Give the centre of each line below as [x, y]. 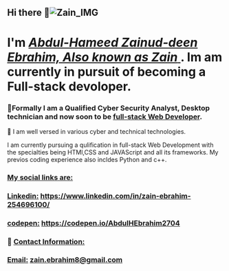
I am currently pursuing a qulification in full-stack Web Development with [110, 145]
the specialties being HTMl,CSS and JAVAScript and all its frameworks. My [113, 152]
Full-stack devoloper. [69, 86]
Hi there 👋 [29, 13]
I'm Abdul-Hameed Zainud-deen [102, 42]
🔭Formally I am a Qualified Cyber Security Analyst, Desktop [109, 108]
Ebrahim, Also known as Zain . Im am [115, 57]
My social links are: [40, 177]
